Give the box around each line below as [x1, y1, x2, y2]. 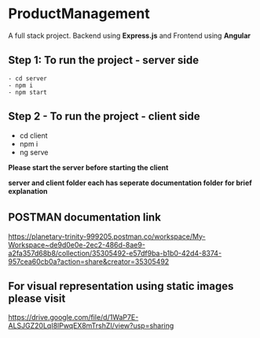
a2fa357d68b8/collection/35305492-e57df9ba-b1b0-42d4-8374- [8, 248, 222, 258]
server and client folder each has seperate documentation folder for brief [8, 178, 253, 188]
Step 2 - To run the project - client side [8, 110, 200, 123]
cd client [19, 131, 49, 140]
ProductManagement [8, 5, 151, 23]
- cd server [8, 74, 47, 83]
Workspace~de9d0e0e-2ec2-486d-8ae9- [8, 240, 145, 249]
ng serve [19, 147, 49, 157]
